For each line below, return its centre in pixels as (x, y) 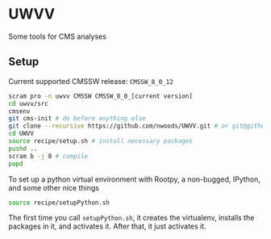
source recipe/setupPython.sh (59, 203)
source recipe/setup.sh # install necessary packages (101, 141)
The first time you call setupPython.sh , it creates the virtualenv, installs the (131, 218)
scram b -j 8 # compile (48, 156)
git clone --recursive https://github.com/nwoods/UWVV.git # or (119, 126)
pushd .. (23, 149)
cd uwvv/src (28, 103)
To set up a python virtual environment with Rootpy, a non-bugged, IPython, (134, 179)
